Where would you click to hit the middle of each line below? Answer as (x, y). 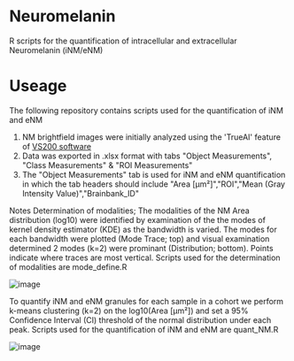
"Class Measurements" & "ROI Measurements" (107, 165)
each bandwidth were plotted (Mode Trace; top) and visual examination (139, 238)
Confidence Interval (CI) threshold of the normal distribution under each (140, 319)
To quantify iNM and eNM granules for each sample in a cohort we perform (147, 301)
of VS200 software (56, 146)
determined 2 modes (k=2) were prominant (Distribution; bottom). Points (141, 248)
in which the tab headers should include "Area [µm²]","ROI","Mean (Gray (154, 184)
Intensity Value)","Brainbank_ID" (81, 193)
